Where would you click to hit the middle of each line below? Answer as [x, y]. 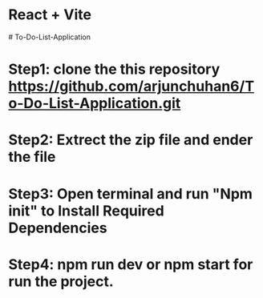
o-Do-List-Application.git [95, 104]
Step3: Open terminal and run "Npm [130, 193]
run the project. [61, 281]
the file [32, 157]
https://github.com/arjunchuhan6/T [131, 87]
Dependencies [58, 228]
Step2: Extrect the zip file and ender [131, 140]
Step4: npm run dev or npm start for [131, 264]
